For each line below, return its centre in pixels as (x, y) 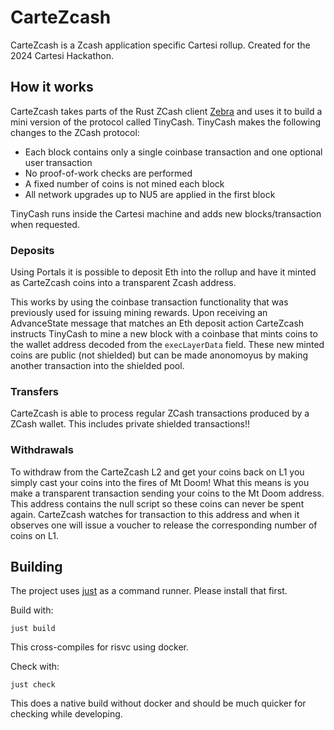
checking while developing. (66, 714)
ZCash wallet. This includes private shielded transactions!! (130, 424)
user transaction (58, 162)
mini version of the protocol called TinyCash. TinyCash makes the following (166, 122)
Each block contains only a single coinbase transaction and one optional (173, 152)
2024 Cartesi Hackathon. (62, 55)
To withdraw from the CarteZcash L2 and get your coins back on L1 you (157, 472)
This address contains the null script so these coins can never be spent (157, 503)
